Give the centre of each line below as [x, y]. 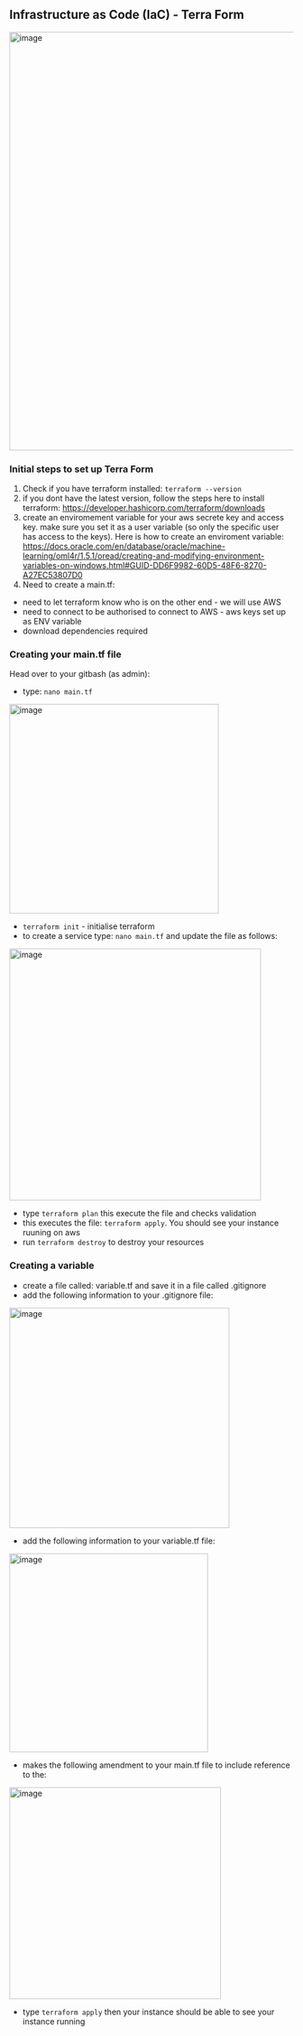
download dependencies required [85, 631]
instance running [54, 2021]
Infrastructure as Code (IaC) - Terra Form [127, 15]
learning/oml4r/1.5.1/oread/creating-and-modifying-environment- [143, 556]
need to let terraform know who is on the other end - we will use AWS [151, 602]
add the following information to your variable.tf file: [119, 1541]
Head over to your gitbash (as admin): [80, 674]
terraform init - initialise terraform [88, 926]
